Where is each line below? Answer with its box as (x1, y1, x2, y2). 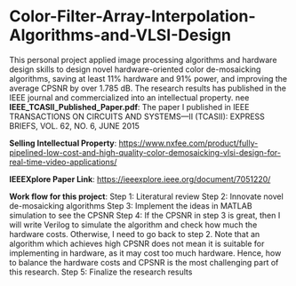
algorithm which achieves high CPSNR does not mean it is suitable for (9, 238, 265, 249)
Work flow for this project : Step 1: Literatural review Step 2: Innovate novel (9, 191, 284, 202)
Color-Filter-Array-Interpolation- (9, 6, 256, 27)
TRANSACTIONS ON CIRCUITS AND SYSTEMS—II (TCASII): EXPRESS (9, 111, 265, 122)
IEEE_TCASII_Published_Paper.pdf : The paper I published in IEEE (9, 101, 250, 112)
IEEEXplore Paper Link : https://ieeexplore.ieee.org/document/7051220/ (9, 173, 271, 184)
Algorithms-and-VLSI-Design (9, 25, 232, 45)
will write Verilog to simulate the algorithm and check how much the (9, 219, 258, 230)
